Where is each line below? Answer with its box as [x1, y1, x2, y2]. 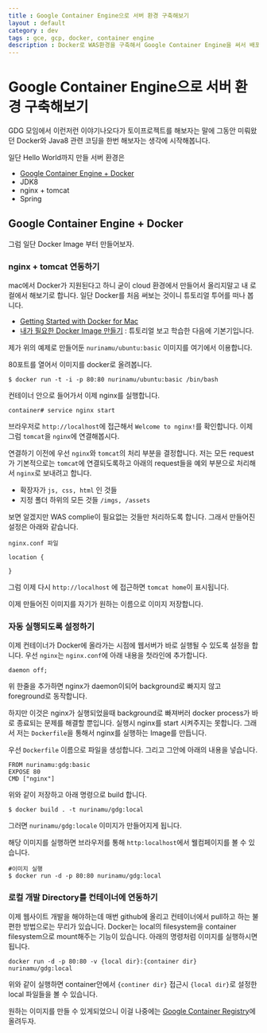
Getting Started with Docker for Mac [19, 316, 139, 327]
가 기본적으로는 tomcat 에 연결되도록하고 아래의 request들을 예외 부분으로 [8, 459, 235, 468]
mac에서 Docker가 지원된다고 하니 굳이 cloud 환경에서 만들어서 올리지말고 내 [8, 280, 249, 291]
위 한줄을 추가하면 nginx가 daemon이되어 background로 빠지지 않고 [8, 682, 222, 691]
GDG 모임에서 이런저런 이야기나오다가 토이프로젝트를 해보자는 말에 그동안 [8, 126, 236, 135]
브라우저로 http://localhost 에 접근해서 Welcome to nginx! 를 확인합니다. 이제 [8, 421, 253, 431]
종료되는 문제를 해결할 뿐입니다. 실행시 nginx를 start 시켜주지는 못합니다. [16, 718, 242, 728]
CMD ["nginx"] [8, 775, 56, 783]
